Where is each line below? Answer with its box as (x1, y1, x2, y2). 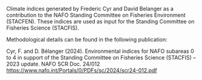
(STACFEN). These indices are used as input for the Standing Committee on (6, 18, 195, 25)
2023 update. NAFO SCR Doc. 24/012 (6, 60, 100, 67)
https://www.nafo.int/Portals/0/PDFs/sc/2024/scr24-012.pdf (6, 67, 157, 74)
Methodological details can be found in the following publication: (6, 36, 168, 43)
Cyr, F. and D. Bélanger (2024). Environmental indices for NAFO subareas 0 (6, 48, 195, 55)
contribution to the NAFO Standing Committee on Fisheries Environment (6, 11, 186, 19)
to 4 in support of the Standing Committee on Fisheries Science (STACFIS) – (6, 54, 196, 61)
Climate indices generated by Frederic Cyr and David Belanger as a (6, 5, 174, 12)
